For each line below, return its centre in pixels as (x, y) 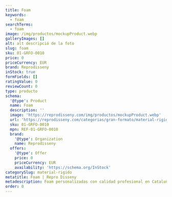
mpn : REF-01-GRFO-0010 (34, 129)
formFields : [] (21, 77)
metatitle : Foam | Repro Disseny (41, 177)
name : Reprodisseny (35, 144)
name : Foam (21, 106)
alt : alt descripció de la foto (40, 44)
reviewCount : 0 (21, 86)
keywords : (16, 15)
